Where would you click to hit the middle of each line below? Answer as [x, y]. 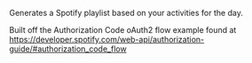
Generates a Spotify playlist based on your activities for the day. [126, 13]
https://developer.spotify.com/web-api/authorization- [107, 39]
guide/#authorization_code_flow [68, 49]
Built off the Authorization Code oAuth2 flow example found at [123, 30]
